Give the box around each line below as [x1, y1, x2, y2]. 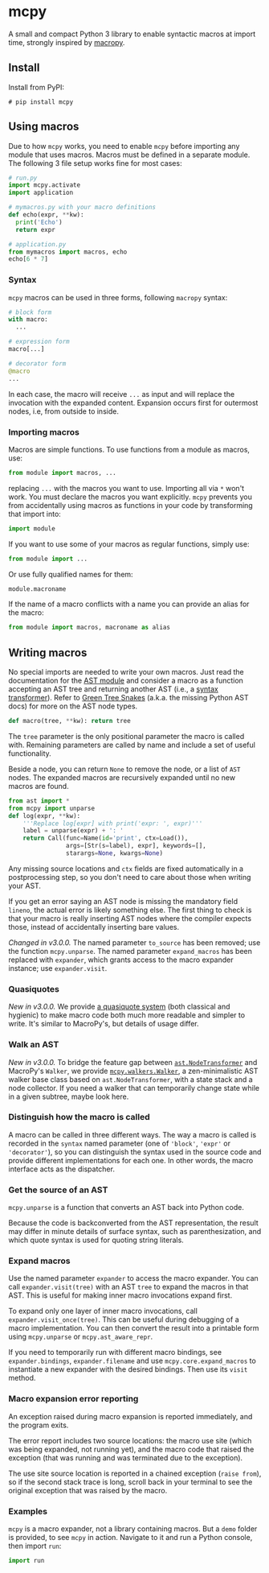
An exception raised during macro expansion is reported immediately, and [8, 1411, 253, 1421]
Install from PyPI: [8, 82, 65, 92]
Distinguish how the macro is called [8, 1112, 150, 1123]
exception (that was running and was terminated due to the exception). [8, 1452, 243, 1463]
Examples [8, 1505, 48, 1517]
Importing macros [8, 426, 80, 437]
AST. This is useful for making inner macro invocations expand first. [8, 1290, 233, 1300]
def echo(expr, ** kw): [8, 211, 84, 219]
